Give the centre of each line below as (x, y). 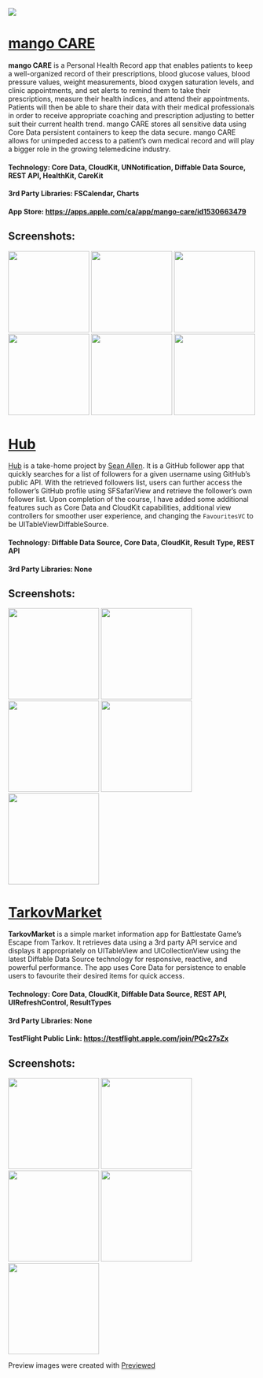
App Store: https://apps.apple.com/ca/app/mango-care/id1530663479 (127, 211)
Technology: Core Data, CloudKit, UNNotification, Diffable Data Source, (127, 167)
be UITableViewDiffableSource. (58, 525)
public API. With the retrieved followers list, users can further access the (125, 483)
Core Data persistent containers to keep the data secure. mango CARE (122, 132)
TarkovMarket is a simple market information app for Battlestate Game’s (125, 934)
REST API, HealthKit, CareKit (56, 175)
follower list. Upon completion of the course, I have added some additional (128, 500)
